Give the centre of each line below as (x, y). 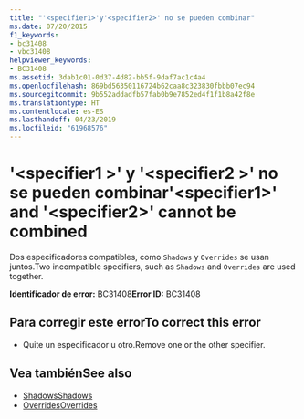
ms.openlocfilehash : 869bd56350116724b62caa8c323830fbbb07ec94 (132, 86)
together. (26, 276)
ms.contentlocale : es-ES (57, 111)
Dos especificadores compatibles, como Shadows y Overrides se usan (139, 257)
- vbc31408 (30, 52)
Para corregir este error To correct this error (136, 323)
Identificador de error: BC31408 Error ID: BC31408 (105, 294)
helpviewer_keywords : (51, 60)
